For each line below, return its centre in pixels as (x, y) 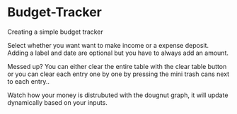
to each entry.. (28, 81)
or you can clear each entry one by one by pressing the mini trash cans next (118, 74)
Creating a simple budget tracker (56, 32)
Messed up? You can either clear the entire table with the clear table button (117, 66)
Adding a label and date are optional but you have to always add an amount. (118, 53)
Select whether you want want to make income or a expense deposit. (108, 45)
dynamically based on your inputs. (58, 102)
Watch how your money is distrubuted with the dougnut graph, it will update (118, 95)
